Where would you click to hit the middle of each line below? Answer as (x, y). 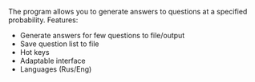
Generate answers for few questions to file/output (102, 35)
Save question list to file (59, 44)
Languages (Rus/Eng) (56, 69)
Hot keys (34, 52)
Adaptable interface (53, 61)
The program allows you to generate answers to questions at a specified (128, 12)
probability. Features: (43, 20)
